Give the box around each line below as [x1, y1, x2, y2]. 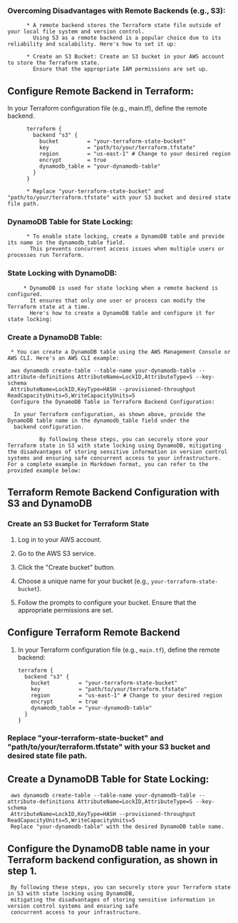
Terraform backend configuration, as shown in [7, 854, 219, 866]
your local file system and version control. [7, 28, 145, 36]
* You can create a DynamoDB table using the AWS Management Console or [10, 348, 232, 355]
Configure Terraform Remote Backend [7, 627, 180, 639]
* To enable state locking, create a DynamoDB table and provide [26, 233, 224, 241]
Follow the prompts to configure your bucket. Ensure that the [17, 598, 197, 607]
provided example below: [7, 467, 81, 474]
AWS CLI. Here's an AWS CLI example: [7, 355, 120, 362]
